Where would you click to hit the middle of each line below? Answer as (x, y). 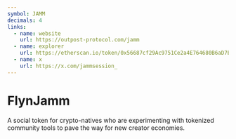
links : (17, 27)
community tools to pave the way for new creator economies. (96, 128)
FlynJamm (39, 101)
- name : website (37, 33)
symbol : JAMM (26, 14)
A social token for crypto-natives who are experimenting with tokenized (111, 120)
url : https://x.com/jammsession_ (69, 66)
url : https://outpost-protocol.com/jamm (80, 40)
